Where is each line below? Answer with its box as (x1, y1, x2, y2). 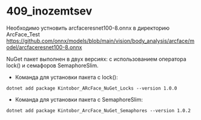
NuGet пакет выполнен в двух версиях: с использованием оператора (6, 55, 186, 62)
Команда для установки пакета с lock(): (15, 73, 118, 81)
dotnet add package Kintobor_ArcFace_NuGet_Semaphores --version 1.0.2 (6, 107, 191, 113)
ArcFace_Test (6, 30, 41, 38)
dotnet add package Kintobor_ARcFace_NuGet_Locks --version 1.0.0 (6, 85, 177, 92)
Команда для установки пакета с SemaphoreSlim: (15, 96, 143, 103)
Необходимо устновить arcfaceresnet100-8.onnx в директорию (6, 24, 170, 32)
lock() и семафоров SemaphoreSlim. (6, 62, 99, 69)
